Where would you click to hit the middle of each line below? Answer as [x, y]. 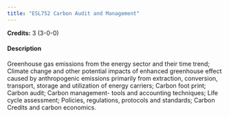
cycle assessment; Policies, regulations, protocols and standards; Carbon [111, 100]
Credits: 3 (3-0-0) [33, 33]
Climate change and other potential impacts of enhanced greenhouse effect [115, 71]
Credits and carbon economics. [52, 107]
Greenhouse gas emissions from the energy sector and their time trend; [109, 64]
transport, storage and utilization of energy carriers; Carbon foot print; [107, 86]
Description [24, 49]
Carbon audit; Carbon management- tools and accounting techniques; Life [113, 92]
